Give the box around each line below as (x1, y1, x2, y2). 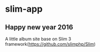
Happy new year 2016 (5, 23, 73, 31)
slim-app (5, 3, 43, 15)
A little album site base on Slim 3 (5, 36, 71, 42)
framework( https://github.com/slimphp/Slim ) (5, 41, 96, 47)
